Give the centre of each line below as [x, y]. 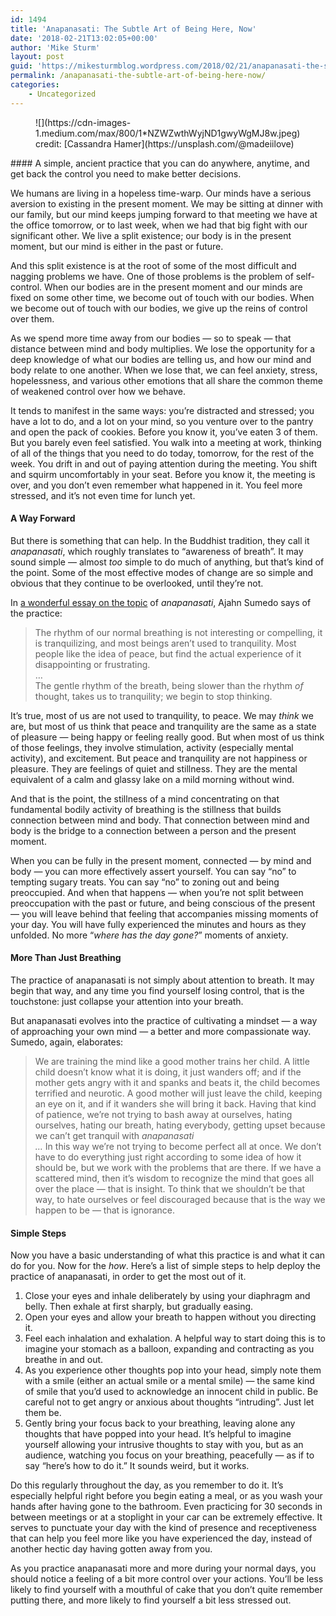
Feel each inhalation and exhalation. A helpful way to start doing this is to [175, 1338]
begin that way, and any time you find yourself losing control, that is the [157, 991]
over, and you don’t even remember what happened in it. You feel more [156, 485]
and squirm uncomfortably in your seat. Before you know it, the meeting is [163, 474]
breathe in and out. [64, 1360]
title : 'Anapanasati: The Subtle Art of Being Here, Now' [133, 29]
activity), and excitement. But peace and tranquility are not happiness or [159, 758]
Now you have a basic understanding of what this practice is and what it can [168, 1255]
